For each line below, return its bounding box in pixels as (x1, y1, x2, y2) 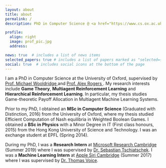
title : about (5, 12, 32, 17)
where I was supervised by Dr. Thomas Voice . (5, 158, 99, 164)
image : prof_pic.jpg (9, 39, 52, 44)
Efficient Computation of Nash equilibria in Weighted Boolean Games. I (5, 117, 149, 123)
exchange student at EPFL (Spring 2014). (5, 132, 89, 138)
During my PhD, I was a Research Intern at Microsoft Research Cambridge (5, 142, 157, 148)
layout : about (5, 7, 35, 12)
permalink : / (5, 16, 32, 21)
